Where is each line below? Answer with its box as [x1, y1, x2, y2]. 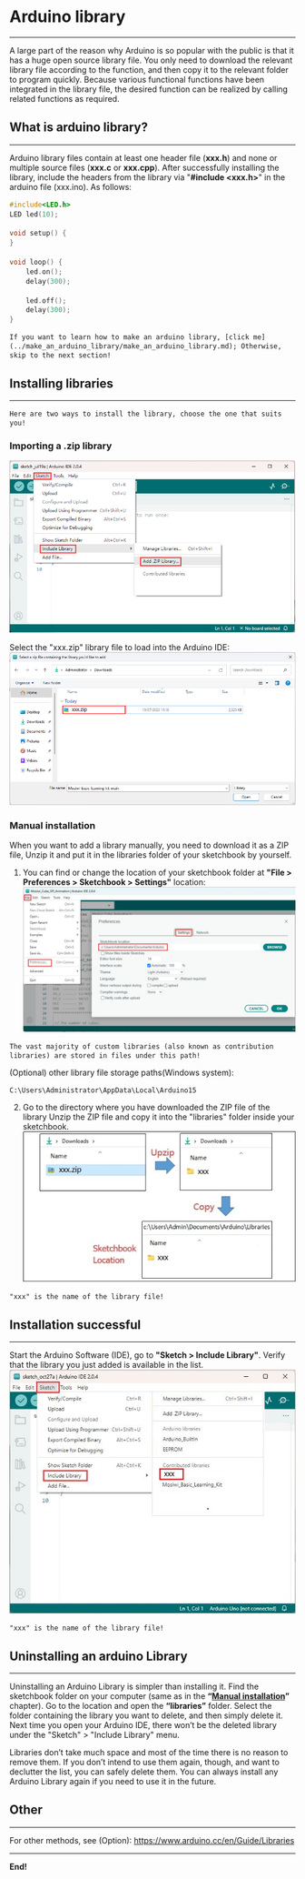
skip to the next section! [9, 351, 112, 360]
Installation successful [9, 1317, 142, 1332]
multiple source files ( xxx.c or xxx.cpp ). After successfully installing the [9, 162, 280, 173]
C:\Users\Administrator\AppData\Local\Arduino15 [9, 1085, 197, 1095]
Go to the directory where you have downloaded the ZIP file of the [22, 1101, 271, 1112]
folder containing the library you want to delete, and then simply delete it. [9, 1710, 283, 1721]
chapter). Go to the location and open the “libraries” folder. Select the [9, 1701, 272, 1712]
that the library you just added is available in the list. [9, 1360, 204, 1371]
